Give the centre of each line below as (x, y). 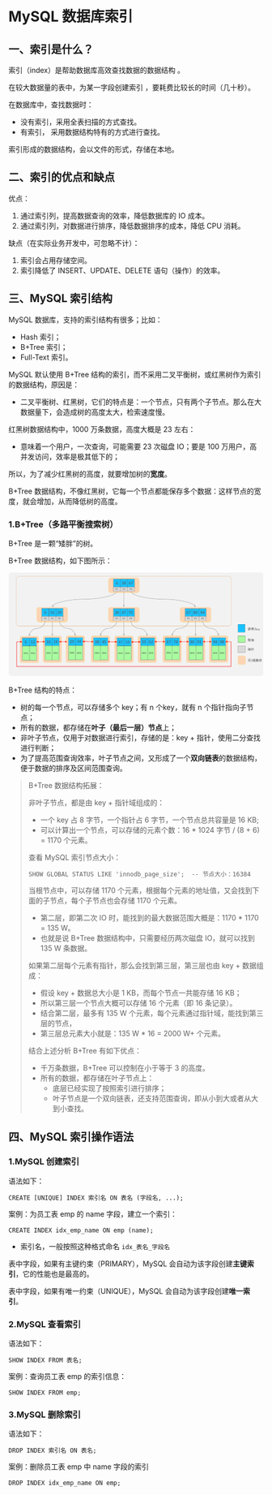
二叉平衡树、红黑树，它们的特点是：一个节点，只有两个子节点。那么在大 (140, 402)
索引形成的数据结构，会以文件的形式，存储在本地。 (93, 149)
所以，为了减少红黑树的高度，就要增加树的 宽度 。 (90, 474)
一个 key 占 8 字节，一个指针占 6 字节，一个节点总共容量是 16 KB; (149, 820)
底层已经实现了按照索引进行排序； (109, 1088)
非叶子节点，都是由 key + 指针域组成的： (96, 803)
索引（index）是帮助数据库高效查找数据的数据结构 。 (96, 70)
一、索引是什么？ (51, 49)
